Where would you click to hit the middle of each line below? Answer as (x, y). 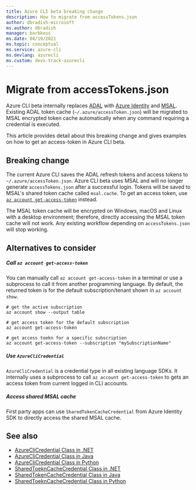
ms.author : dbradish (31, 28)
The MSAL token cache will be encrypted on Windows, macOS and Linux (94, 211)
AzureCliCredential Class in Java (54, 456)
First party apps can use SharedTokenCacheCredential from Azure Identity (94, 411)
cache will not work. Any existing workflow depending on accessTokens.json (98, 223)
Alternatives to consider (51, 248)
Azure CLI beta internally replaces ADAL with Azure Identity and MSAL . (92, 106)
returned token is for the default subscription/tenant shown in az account (94, 290)
